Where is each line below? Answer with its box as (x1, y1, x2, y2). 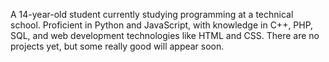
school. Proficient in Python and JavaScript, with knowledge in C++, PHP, (10, 19, 314, 31)
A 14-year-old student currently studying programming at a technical (10, 9, 294, 20)
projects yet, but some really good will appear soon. (10, 40, 225, 52)
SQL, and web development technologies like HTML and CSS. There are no (10, 30, 320, 41)
